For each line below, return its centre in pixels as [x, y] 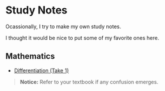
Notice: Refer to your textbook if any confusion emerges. [89, 82]
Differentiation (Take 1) [41, 70]
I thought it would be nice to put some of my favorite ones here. [82, 38]
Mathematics [30, 56]
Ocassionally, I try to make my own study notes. [63, 26]
